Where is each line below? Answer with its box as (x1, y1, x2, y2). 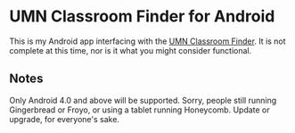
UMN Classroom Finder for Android (9, 6, 275, 27)
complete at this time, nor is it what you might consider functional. (9, 45, 252, 55)
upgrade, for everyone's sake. (9, 113, 120, 124)
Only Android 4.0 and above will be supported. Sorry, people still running (9, 95, 277, 105)
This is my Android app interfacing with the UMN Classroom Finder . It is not (9, 36, 287, 46)
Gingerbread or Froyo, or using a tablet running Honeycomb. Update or (9, 104, 270, 115)
